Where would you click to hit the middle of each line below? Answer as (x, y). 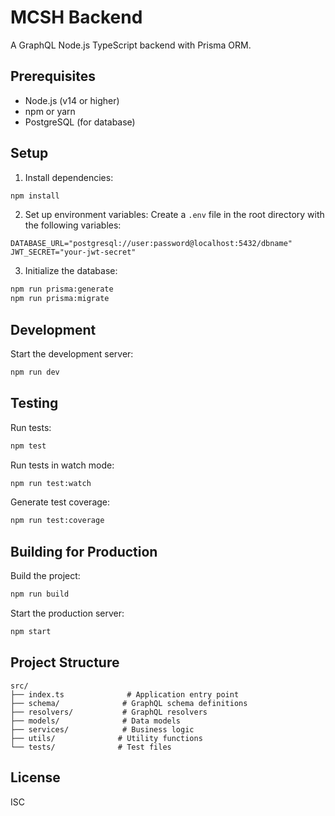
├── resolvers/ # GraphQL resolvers (109, 712)
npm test (28, 446)
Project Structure (65, 662)
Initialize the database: (71, 271)
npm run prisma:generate (62, 289)
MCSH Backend (76, 17)
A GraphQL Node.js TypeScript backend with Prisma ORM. (131, 45)
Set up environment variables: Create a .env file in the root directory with (174, 215)
